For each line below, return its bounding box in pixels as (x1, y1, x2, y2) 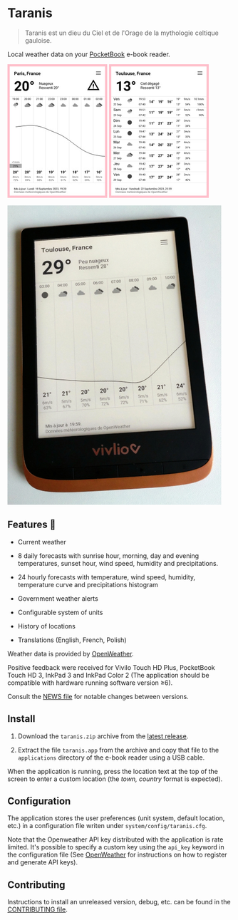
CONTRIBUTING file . (7, 905, 68, 914)
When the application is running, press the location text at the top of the (7, 767, 219, 775)
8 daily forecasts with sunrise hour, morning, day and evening (17, 551, 200, 560)
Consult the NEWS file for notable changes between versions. (7, 692, 189, 701)
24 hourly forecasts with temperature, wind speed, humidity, (17, 572, 196, 582)
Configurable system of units (17, 608, 103, 616)
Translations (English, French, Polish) (17, 636, 127, 644)
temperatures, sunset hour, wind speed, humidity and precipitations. (17, 559, 219, 567)
